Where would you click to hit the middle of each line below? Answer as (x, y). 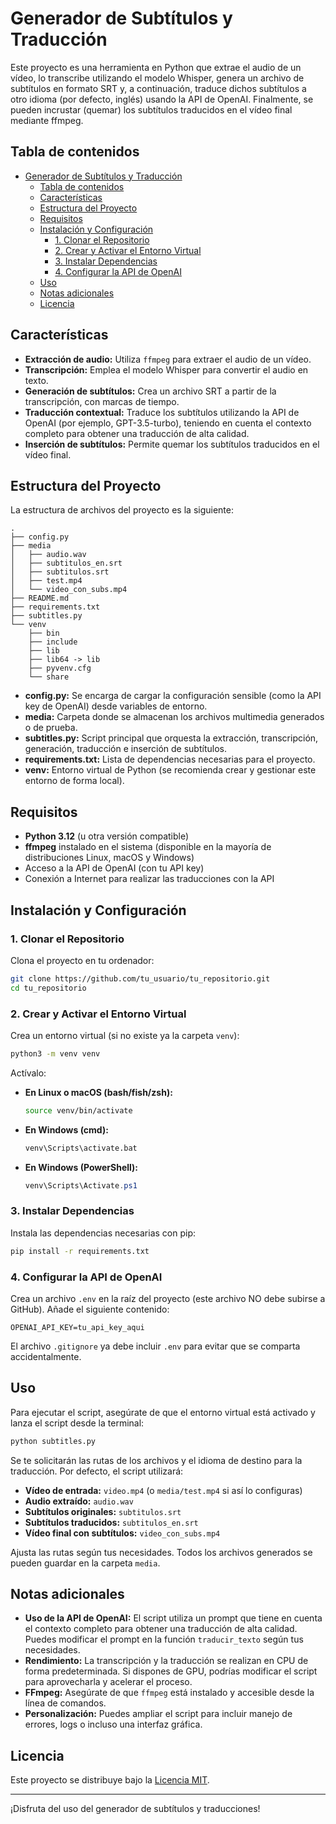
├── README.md (40, 598)
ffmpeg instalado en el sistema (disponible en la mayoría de (148, 847)
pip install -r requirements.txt (80, 1251)
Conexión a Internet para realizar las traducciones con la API (149, 879)
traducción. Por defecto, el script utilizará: (97, 1471)
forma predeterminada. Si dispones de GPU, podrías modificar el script (171, 1671)
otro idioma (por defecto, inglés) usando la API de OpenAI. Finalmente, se (162, 99)
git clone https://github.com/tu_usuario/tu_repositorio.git (140, 978)
